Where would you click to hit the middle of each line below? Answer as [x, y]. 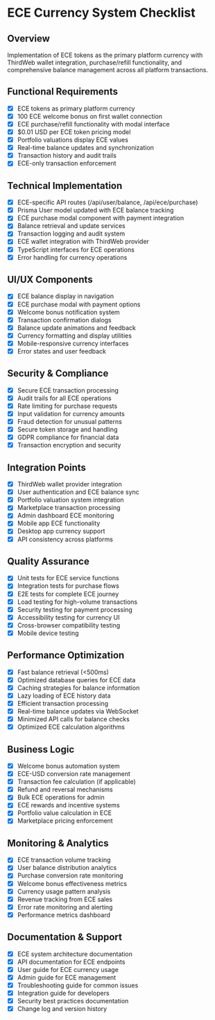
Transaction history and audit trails [67, 156]
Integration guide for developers [63, 993]
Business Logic [41, 749]
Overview [29, 39]
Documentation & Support [65, 937]
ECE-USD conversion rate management [74, 774]
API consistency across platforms [65, 539]
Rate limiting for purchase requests [67, 406]
